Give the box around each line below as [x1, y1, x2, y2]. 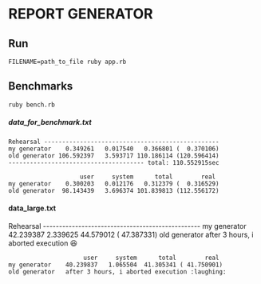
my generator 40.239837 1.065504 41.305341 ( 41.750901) [8, 261, 223, 269]
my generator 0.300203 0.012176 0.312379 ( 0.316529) [8, 179, 219, 188]
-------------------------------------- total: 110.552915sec [8, 158, 219, 166]
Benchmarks [8, 79, 73, 93]
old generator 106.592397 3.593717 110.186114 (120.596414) [8, 151, 219, 160]
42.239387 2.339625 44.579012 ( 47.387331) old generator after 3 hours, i [8, 230, 254, 239]
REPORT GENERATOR [8, 5, 153, 23]
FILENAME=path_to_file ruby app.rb [8, 58, 127, 66]
